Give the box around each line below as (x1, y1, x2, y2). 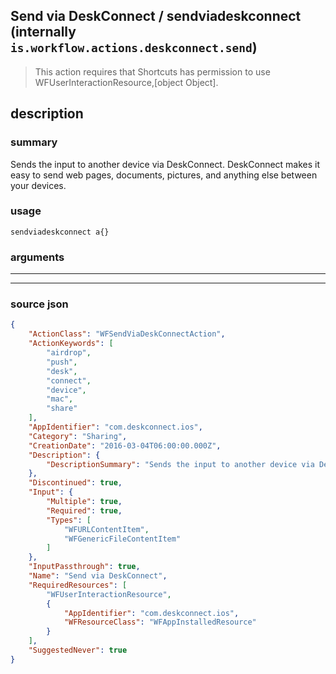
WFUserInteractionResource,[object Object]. (34, 76, 219, 88)
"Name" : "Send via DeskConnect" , (28, 571, 168, 581)
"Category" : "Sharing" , (28, 431, 128, 441)
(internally (10, 24, 77, 41)
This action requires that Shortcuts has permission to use (34, 65, 271, 78)
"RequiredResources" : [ (28, 580, 128, 590)
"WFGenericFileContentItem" (63, 534, 182, 544)
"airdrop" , (46, 348, 92, 358)
